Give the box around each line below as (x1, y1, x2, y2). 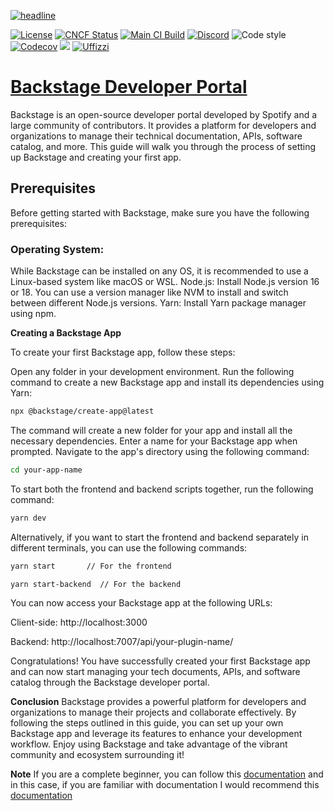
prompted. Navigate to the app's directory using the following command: (10, 445, 310, 457)
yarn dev (10, 513, 47, 523)
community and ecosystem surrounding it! (10, 749, 185, 761)
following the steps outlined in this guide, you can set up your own (10, 717, 284, 729)
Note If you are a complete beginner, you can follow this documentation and (10, 768, 324, 780)
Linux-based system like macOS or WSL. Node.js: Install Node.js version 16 (10, 276, 320, 288)
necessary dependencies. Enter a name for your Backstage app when (10, 435, 298, 447)
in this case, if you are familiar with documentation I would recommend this (10, 779, 320, 791)
